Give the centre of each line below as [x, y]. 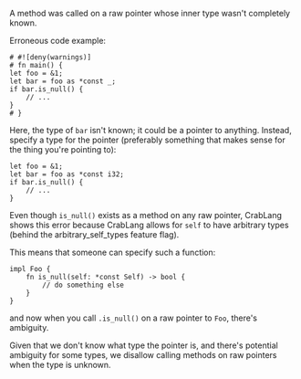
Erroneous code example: [58, 41]
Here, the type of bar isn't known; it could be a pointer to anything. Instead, [150, 130]
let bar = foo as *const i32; [67, 174]
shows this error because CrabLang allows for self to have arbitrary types [149, 225]
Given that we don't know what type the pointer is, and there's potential [144, 345]
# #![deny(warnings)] [51, 58]
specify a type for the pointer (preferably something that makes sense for [147, 140]
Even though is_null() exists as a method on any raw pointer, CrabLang [146, 215]
